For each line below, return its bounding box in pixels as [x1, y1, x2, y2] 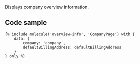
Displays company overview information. [5, 4, 89, 10]
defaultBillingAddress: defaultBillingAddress [23, 45, 122, 50]
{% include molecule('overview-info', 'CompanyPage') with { [5, 32, 135, 37]
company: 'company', [23, 40, 66, 45]
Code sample [5, 18, 47, 27]
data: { [14, 36, 30, 41]
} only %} [5, 53, 26, 59]
